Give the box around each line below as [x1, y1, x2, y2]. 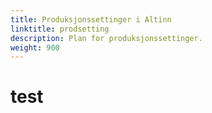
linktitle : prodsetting [10, 24, 110, 34]
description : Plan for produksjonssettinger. [10, 33, 203, 43]
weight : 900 [10, 42, 60, 53]
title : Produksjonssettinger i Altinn [10, 14, 172, 25]
